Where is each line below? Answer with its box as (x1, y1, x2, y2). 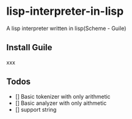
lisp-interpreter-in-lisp (6, 4, 124, 18)
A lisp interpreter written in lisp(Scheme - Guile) (6, 25, 127, 32)
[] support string (15, 106, 57, 113)
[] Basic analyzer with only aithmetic (15, 99, 107, 107)
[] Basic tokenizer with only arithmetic (15, 93, 111, 100)
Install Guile (6, 42, 53, 53)
